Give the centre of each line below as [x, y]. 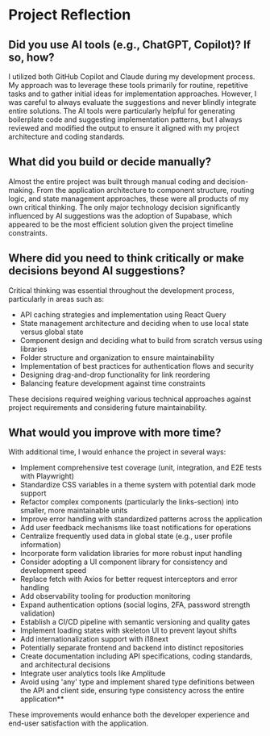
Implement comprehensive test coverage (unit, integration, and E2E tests [141, 468]
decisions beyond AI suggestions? [97, 271]
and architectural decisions [65, 665]
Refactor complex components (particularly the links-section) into [129, 502]
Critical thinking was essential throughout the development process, [122, 290]
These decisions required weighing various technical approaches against [130, 399]
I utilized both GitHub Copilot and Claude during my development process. [132, 77]
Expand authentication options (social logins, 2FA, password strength [135, 605]
